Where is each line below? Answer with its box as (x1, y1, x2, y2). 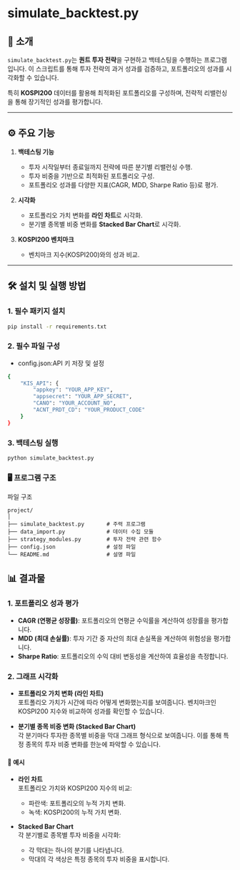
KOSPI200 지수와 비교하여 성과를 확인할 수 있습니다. (17, 707, 164, 716)
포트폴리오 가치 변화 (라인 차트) (17, 689, 104, 698)
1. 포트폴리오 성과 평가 (7, 598, 79, 608)
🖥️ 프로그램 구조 (7, 473, 56, 483)
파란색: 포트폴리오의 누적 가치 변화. (28, 799, 126, 808)
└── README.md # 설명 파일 (7, 551, 136, 558)
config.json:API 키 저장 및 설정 (17, 359, 105, 367)
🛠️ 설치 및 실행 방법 (7, 280, 86, 292)
